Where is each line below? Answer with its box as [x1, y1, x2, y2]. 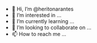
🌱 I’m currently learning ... [11, 18, 75, 24]
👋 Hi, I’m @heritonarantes [11, 6, 74, 12]
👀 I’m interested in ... [11, 12, 62, 19]
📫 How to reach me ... [11, 31, 66, 37]
